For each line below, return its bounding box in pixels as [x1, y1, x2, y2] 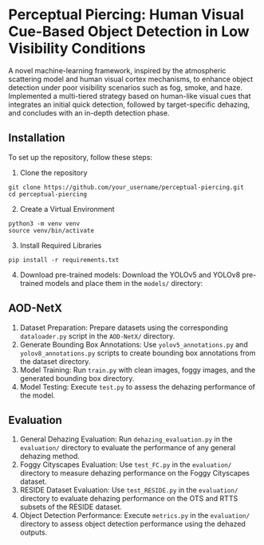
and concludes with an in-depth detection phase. [8, 108, 170, 117]
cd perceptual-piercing [8, 190, 88, 198]
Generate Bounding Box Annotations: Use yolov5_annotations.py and [19, 339, 249, 349]
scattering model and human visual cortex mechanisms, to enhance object [8, 74, 254, 84]
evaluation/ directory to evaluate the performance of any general [19, 443, 236, 453]
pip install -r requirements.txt [8, 256, 120, 264]
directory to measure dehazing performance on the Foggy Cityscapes [19, 469, 250, 478]
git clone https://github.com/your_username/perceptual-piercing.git [8, 183, 245, 191]
